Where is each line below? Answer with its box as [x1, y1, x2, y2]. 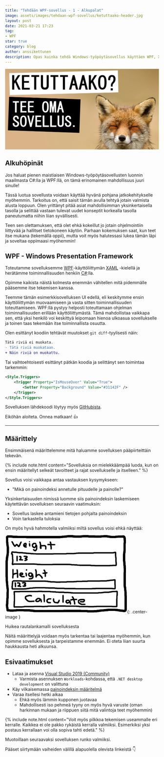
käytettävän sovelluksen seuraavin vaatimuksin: [5, 501, 101, 507]
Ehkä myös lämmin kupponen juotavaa [19, 697, 97, 703]
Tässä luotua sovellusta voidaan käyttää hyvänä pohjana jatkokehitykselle [5, 192, 153, 198]
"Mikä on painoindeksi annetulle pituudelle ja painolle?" [12, 487, 123, 492]
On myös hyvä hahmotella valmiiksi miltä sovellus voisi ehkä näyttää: [5, 525, 143, 531]
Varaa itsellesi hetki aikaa [12, 691, 63, 698]
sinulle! [5, 182, 20, 188]
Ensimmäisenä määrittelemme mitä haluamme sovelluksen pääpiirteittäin [5, 447, 151, 453]
